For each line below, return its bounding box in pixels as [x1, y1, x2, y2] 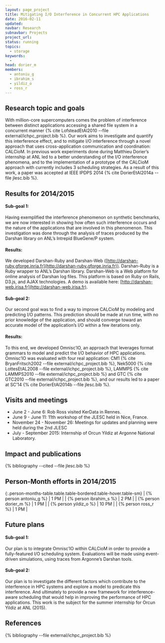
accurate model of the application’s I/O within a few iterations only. [5, 322, 141, 328]
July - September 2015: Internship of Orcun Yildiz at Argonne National [12, 430, 155, 436]
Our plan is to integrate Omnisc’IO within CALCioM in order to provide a [5, 545, 150, 551]
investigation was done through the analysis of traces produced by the [5, 230, 149, 236]
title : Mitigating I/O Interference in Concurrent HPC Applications [5, 12, 149, 17]
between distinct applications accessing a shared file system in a [5, 122, 138, 128]
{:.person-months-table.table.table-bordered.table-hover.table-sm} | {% [5, 490, 152, 496]
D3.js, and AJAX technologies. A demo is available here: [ [5, 279, 122, 285]
